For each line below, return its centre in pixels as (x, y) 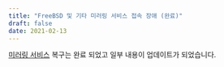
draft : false (30, 23)
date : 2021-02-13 (38, 31)
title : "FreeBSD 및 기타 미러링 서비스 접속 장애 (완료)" (96, 16)
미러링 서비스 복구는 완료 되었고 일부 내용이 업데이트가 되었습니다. (112, 55)
